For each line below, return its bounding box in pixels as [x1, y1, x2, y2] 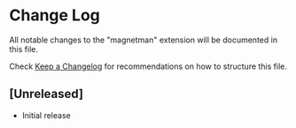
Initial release [21, 109, 71, 120]
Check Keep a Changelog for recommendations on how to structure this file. [9, 61, 288, 72]
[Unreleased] [9, 87, 84, 102]
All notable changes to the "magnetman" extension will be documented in [9, 34, 277, 45]
